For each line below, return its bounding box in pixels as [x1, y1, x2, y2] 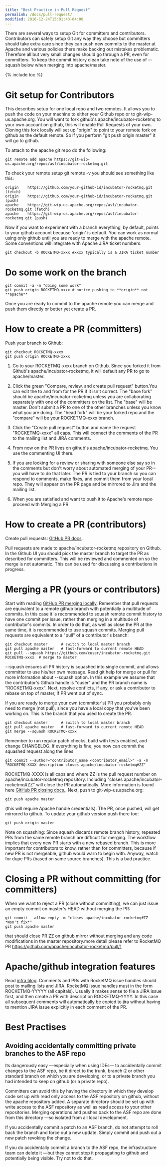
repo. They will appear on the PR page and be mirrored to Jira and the [12, 481, 157, 487]
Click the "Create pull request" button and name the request [12, 425, 136, 431]
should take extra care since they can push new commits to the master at [5, 41, 156, 47]
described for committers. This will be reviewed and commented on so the [5, 556, 158, 562]
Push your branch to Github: [5, 340, 63, 346]
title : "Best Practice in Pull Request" [5, 7, 91, 12]
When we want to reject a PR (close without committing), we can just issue [5, 900, 159, 906]
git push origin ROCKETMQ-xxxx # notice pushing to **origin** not [5, 288, 149, 293]
